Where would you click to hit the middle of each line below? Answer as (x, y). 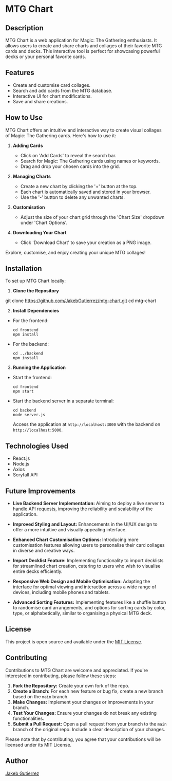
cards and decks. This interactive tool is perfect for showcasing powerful (83, 51)
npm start (23, 392)
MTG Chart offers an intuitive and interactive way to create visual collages (83, 130)
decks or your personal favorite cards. (46, 57)
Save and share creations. (40, 101)
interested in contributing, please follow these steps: (61, 676)
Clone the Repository (36, 291)
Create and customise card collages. (52, 85)
